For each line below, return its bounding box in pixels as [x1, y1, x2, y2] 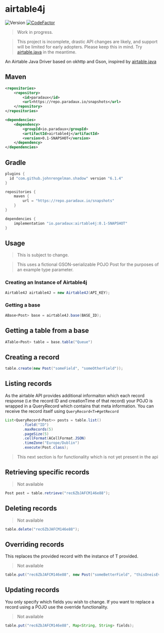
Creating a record [5, 353, 60, 361]
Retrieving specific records [5, 468, 89, 477]
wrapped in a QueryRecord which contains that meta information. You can [5, 403, 154, 409]
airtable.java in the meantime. [17, 49, 77, 55]
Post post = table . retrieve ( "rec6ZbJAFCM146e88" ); [5, 490, 110, 496]
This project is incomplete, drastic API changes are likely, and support [17, 38, 158, 45]
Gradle [5, 158, 26, 167]
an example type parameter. [17, 267, 74, 273]
